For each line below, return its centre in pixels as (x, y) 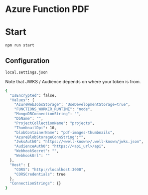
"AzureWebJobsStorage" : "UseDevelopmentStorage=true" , (72, 105)
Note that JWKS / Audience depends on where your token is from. (73, 81)
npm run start (20, 45)
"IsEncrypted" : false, (33, 95)
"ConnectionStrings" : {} (35, 184)
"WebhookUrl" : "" (32, 156)
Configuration (27, 61)
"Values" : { (22, 100)
